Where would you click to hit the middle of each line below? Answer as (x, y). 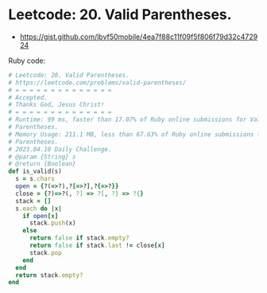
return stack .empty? (49, 275)
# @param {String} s (43, 157)
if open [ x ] (41, 216)
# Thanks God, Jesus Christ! (56, 105)
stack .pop (45, 252)
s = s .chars (35, 179)
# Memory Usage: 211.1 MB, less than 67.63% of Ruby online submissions (131, 134)
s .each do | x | (39, 209)
